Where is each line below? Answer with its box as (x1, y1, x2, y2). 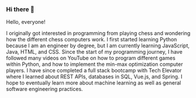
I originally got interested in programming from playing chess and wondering (6, 30, 191, 37)
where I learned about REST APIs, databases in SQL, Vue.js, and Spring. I (6, 73, 183, 80)
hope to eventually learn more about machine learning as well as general (6, 79, 181, 86)
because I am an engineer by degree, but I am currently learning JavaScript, (6, 42, 190, 49)
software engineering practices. (6, 86, 83, 93)
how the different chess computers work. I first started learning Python (6, 36, 177, 43)
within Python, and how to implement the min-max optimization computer (6, 61, 183, 68)
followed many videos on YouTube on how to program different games (6, 55, 176, 62)
